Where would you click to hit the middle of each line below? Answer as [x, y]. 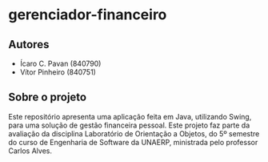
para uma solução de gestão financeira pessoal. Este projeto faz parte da [129, 125]
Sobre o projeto [47, 97]
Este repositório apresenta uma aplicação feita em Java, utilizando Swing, [130, 116]
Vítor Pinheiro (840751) [58, 72]
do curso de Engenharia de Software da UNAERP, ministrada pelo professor [133, 142]
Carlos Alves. [30, 151]
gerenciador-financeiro [88, 15]
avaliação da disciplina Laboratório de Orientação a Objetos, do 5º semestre [134, 133]
